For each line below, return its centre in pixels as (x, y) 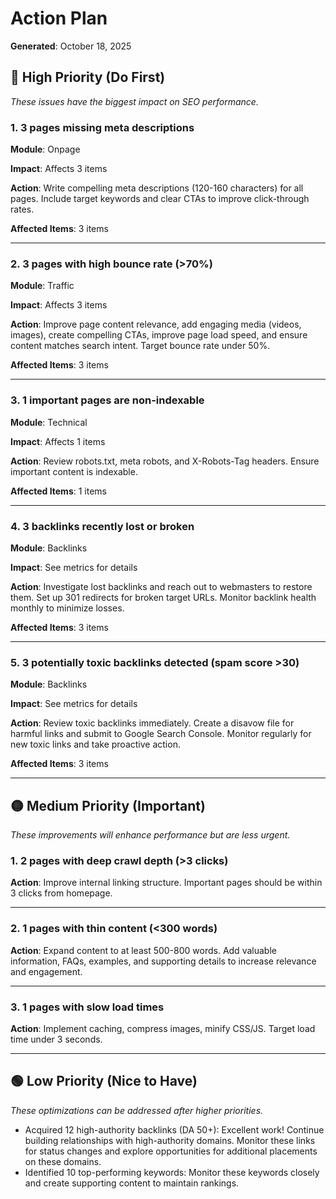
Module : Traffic (42, 286)
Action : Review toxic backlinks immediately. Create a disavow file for (152, 723)
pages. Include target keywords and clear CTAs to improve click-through (160, 199)
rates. (22, 209)
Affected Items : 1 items (58, 491)
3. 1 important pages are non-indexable (107, 400)
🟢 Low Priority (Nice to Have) (104, 1081)
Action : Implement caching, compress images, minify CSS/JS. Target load (163, 1028)
